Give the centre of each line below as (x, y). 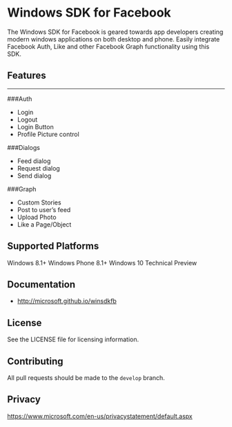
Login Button (35, 126)
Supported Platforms (53, 246)
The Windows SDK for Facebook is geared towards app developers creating (115, 32)
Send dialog (34, 175)
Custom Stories (39, 202)
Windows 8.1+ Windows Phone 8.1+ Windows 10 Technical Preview (102, 263)
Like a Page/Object (44, 224)
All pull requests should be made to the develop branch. (86, 378)
